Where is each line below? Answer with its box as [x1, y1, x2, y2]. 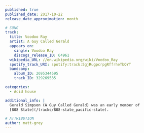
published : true [5, 7, 38, 12]
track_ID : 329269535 [14, 76, 56, 81]
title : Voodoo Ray [9, 34, 48, 39]
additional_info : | [5, 98, 45, 103]
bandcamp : [9, 66, 30, 71]
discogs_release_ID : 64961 [14, 53, 70, 58]
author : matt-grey [5, 121, 43, 126]
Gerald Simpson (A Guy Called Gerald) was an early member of [9, 102, 140, 107]
